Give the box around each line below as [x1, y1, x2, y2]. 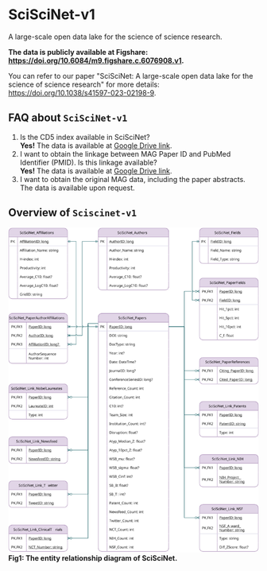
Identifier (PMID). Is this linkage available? [19, 157, 157, 167]
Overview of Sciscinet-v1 [8, 206, 137, 219]
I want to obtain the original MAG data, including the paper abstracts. [19, 174, 246, 184]
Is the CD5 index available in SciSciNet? [19, 132, 150, 142]
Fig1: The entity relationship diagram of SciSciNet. [8, 553, 178, 562]
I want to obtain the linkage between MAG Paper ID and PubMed [19, 149, 231, 158]
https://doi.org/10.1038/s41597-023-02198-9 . [8, 87, 157, 97]
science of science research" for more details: [8, 80, 161, 89]
